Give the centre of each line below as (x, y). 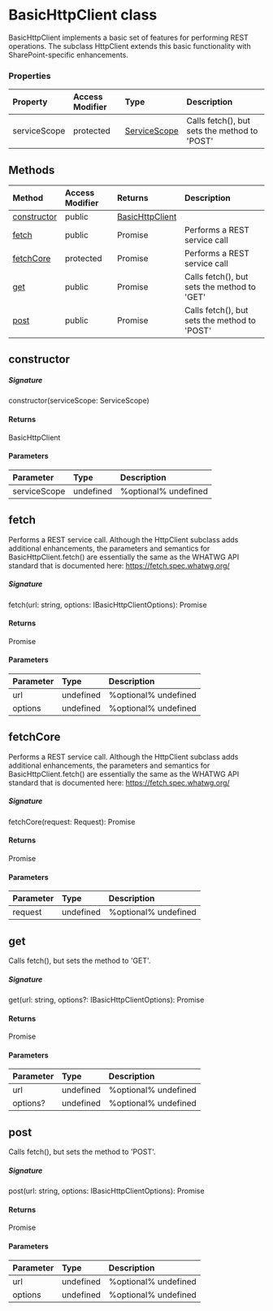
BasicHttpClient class (83, 15)
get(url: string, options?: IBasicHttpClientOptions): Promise (106, 1000)
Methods (32, 170)
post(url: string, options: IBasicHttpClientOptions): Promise (106, 1191)
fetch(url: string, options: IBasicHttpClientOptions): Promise (108, 604)
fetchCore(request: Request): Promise (72, 821)
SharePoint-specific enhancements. (68, 54)
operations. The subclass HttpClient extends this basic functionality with (130, 46)
